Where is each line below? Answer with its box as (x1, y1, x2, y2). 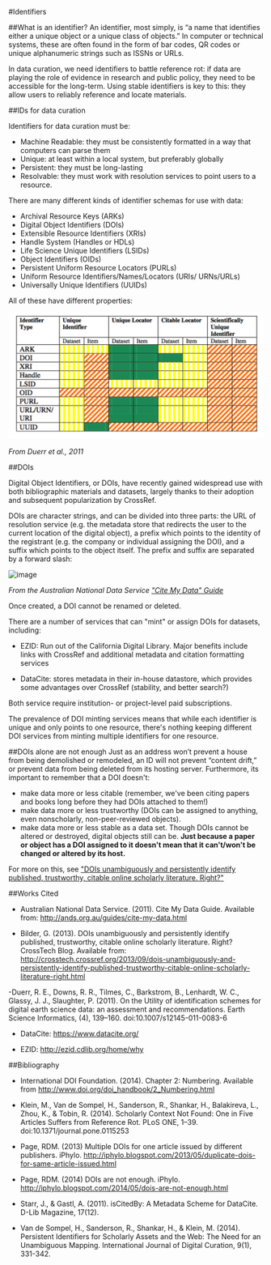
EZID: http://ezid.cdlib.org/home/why (19, 1045, 144, 1054)
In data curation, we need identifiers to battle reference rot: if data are (8, 64, 241, 74)
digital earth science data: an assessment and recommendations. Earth (8, 1004, 245, 1015)
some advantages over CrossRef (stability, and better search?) (19, 683, 229, 692)
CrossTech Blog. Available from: (19, 946, 127, 956)
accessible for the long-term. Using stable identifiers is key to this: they (8, 81, 247, 91)
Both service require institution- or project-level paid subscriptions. (8, 698, 233, 708)
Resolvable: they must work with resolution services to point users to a (19, 172, 256, 181)
